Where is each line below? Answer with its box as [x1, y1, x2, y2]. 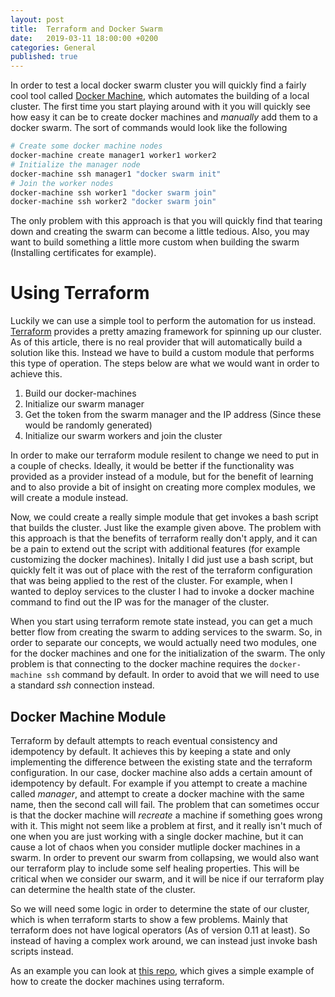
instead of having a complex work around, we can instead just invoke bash [10, 935, 318, 946]
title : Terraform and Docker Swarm [10, 24, 163, 34]
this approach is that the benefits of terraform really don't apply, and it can [10, 532, 318, 545]
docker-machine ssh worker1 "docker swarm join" [10, 187, 217, 198]
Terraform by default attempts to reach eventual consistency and [10, 735, 278, 746]
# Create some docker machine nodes [10, 141, 163, 151]
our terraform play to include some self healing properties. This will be [10, 862, 300, 874]
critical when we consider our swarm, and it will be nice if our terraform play [10, 873, 325, 885]
